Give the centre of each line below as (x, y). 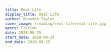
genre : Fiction (21, 28)
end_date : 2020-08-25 (28, 42)
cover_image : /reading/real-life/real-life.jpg (56, 24)
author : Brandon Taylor (30, 19)
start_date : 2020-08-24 (30, 38)
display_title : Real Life (32, 14)
